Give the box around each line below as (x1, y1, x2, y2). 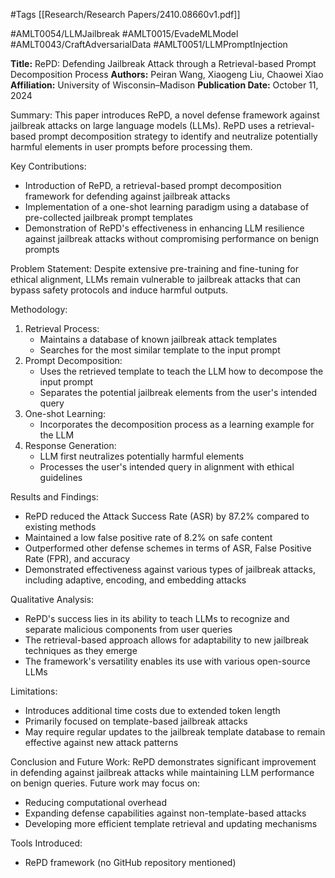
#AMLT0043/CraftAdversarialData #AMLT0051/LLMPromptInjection (10, 39, 288, 50)
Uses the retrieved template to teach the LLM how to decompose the (39, 365, 324, 377)
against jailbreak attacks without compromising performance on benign (24, 233, 320, 244)
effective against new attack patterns (24, 737, 179, 748)
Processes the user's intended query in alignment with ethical (39, 461, 295, 473)
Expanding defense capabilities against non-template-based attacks (24, 807, 307, 819)
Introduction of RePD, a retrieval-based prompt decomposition (24, 180, 282, 191)
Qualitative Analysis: (10, 594, 95, 605)
